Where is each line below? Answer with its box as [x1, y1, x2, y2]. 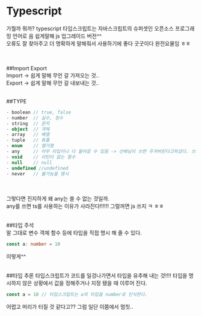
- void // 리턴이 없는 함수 [6, 154, 76, 160]
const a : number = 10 [6, 242, 61, 248]
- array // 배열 [6, 132, 50, 138]
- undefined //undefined [6, 165, 69, 171]
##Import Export [6, 64, 47, 71]
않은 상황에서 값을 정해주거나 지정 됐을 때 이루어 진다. [22, 279, 147, 287]
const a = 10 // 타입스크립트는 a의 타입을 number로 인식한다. [6, 291, 148, 298]
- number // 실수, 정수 [6, 115, 64, 121]
